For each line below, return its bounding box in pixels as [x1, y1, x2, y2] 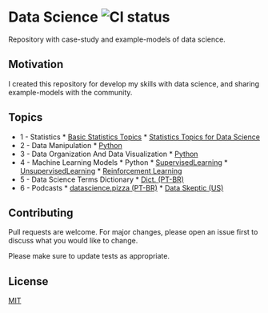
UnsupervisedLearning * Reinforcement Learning [19, 166, 182, 175]
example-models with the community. [8, 87, 133, 97]
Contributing [8, 206, 74, 219]
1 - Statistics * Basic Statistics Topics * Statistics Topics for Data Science [19, 132, 260, 142]
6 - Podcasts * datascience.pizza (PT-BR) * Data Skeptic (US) [19, 183, 224, 192]
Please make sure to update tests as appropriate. [8, 251, 170, 261]
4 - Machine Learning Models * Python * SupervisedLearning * [19, 157, 228, 167]
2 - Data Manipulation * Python [19, 140, 122, 150]
